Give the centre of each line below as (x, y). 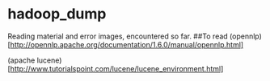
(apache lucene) (35, 60)
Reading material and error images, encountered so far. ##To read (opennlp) (135, 36)
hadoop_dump (57, 14)
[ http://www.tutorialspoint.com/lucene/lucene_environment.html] (116, 68)
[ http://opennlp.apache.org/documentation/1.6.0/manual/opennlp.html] (126, 44)
